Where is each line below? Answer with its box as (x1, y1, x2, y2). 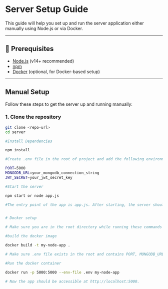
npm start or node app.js (5, 193, 59, 198)
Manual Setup (5, 88, 50, 96)
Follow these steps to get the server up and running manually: (5, 101, 132, 107)
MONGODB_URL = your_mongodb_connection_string (5, 170, 99, 176)
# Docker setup (5, 215, 37, 221)
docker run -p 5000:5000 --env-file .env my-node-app (5, 269, 120, 275)
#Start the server (5, 184, 43, 189)
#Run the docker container (5, 260, 61, 266)
